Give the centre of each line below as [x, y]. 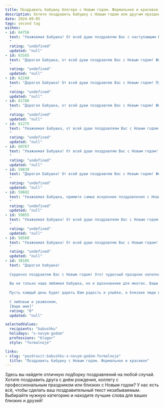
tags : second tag [23, 23]
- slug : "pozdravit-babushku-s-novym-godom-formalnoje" [63, 356]
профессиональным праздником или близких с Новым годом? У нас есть [82, 385]
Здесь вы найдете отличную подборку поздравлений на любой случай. [80, 375]
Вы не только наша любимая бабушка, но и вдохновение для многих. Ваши [84, 284]
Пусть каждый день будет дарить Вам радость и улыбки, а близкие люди [83, 293]
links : [12, 352]
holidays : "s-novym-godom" [37, 334]
